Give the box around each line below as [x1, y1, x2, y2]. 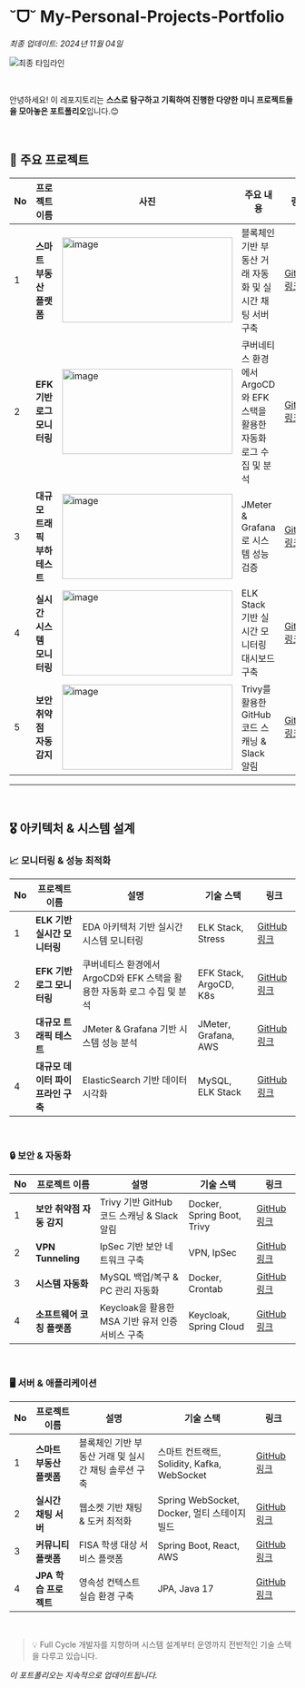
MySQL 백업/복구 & [99, 1270, 179, 1283]
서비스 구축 [99, 1328, 145, 1341]
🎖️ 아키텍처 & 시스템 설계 [9, 821, 135, 836]
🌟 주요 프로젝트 [9, 153, 89, 168]
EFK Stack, [198, 967, 244, 980]
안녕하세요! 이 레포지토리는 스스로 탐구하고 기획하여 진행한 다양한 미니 [9, 94, 255, 105]
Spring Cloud [188, 1319, 245, 1332]
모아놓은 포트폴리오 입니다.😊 [18, 105, 120, 116]
